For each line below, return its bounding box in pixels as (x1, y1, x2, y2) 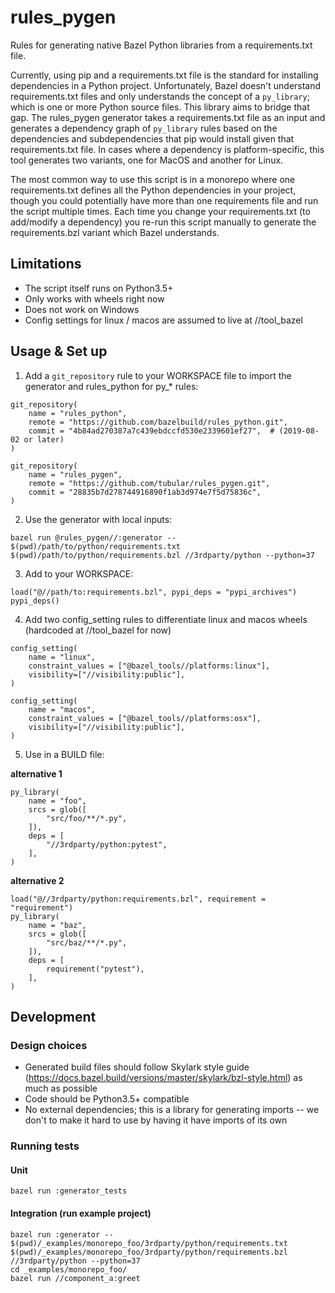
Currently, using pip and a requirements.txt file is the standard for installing (10, 69, 319, 81)
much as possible (24, 1082, 98, 1095)
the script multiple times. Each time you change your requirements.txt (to (10, 205, 311, 217)
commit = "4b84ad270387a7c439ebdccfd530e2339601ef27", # (28, 426, 275, 436)
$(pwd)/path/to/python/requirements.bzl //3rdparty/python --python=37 (10, 550, 315, 560)
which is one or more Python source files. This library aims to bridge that (10, 101, 310, 113)
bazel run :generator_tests (10, 1186, 128, 1196)
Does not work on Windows (24, 303, 140, 315)
